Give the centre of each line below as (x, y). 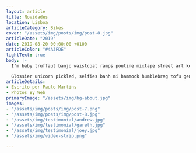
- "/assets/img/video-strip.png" (47, 136)
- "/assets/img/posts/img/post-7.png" (53, 109)
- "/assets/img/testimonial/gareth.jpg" (56, 125)
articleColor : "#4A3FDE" (36, 50)
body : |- (17, 60)
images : (15, 103)
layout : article (26, 11)
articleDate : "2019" (31, 39)
